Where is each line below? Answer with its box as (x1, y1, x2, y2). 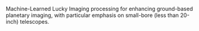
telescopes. (20, 18, 50, 25)
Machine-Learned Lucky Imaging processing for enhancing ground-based (6, 5, 193, 12)
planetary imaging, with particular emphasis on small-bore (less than (6, 12, 179, 19)
